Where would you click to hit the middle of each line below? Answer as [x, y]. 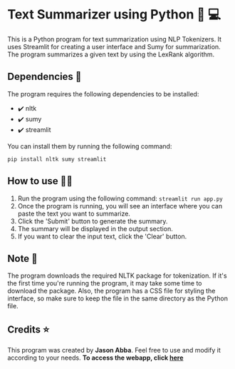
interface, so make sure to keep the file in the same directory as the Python [117, 298]
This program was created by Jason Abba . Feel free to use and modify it [114, 350]
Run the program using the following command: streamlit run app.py [120, 198]
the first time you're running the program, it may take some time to [105, 283]
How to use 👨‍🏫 [40, 181]
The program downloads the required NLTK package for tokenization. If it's [117, 276]
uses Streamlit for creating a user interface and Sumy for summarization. [114, 46]
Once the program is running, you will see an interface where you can [120, 206]
